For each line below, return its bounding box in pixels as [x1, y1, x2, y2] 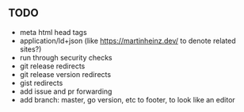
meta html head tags [19, 27, 87, 37]
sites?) [19, 44, 42, 54]
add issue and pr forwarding [19, 87, 112, 96]
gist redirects [19, 78, 63, 87]
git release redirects [19, 61, 86, 71]
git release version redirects [19, 69, 112, 79]
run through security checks [19, 52, 112, 62]
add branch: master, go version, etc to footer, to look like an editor [19, 95, 235, 104]
